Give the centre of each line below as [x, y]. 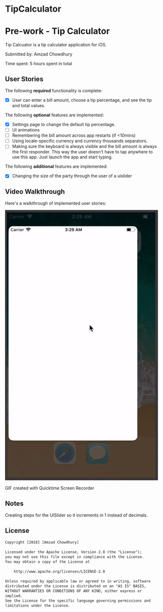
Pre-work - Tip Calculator [57, 31]
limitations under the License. [38, 606]
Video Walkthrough [35, 192]
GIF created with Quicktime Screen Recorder [50, 488]
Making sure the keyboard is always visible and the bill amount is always [84, 147]
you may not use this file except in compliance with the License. [75, 557]
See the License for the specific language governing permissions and [78, 601]
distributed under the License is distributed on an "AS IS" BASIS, [76, 586]
